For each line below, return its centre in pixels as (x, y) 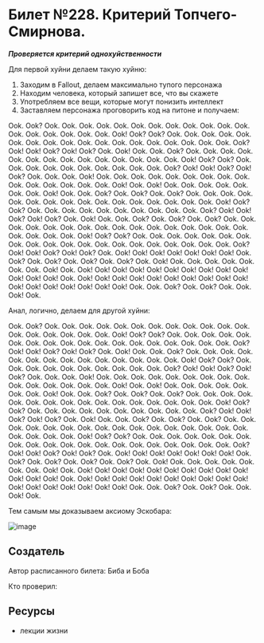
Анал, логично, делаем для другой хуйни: (79, 310)
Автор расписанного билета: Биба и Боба (79, 570)
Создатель (37, 552)
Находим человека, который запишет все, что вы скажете (119, 93)
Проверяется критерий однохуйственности (85, 53)
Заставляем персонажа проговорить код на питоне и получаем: (130, 110)
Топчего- (206, 15)
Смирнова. (47, 32)
